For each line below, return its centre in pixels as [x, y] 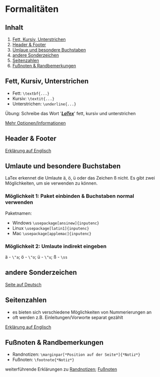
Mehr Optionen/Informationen [35, 123]
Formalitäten [32, 9]
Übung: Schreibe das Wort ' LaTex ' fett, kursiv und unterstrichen [71, 113]
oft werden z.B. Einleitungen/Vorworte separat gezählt [68, 317]
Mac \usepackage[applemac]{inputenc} [52, 233]
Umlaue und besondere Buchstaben [49, 50]
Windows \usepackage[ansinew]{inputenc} [56, 223]
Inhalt [14, 28]
